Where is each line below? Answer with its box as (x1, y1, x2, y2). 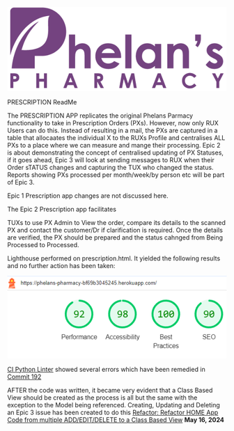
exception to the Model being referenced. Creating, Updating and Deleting (7, 400, 221, 409)
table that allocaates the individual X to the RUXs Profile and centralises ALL (7, 134, 226, 142)
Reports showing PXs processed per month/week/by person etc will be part (7, 171, 225, 179)
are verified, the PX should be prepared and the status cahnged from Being (7, 233, 224, 242)
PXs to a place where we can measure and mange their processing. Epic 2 (7, 141, 221, 150)
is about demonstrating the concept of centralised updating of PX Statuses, (7, 148, 224, 157)
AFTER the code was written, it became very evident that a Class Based (7, 386, 213, 394)
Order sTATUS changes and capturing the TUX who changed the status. (7, 164, 214, 172)
